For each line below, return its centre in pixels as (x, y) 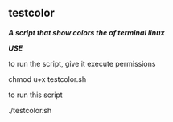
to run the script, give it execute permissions (82, 63)
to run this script (35, 95)
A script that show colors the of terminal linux (86, 32)
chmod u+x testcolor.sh (47, 79)
